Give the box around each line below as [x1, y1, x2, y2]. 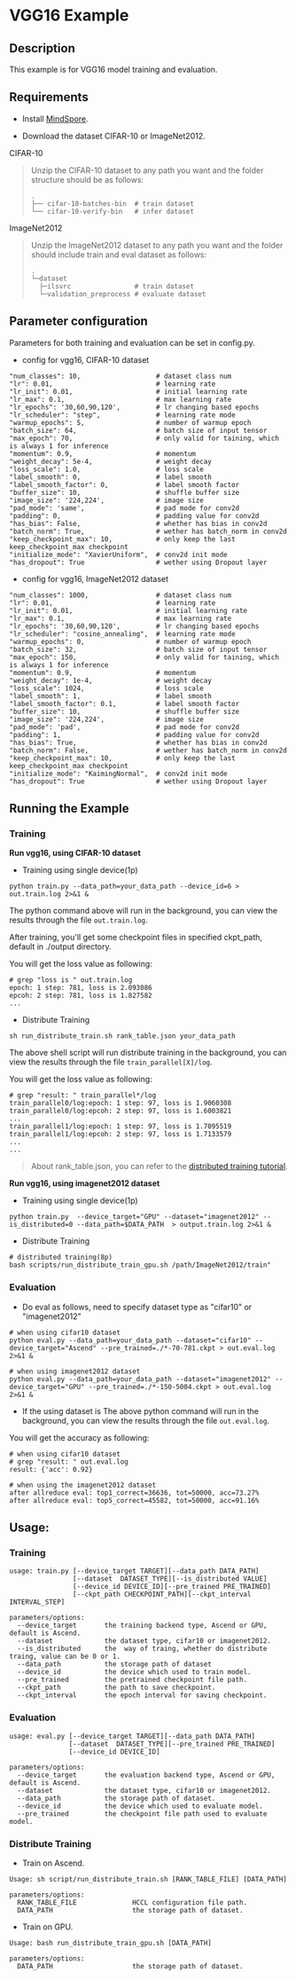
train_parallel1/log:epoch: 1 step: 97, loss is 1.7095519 [9, 1122, 232, 1131]
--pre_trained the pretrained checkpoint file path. [17, 1676, 248, 1685]
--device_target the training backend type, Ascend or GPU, [17, 1621, 268, 1630]
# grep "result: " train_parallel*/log [9, 1091, 157, 1100]
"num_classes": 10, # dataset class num [9, 372, 232, 381]
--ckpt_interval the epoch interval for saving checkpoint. [17, 1691, 268, 1700]
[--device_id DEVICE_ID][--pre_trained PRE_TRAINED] [72, 1583, 272, 1591]
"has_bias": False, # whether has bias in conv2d [9, 519, 268, 528]
